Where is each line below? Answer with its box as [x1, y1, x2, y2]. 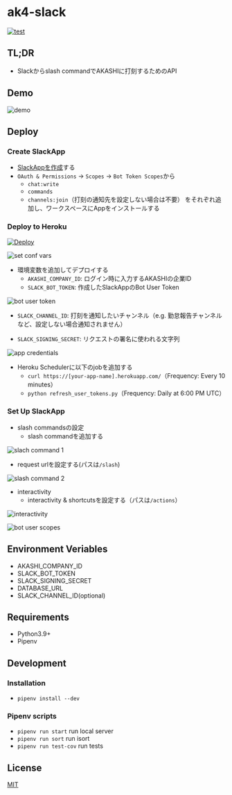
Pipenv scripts [7, 712, 57, 721]
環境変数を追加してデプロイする [17, 265, 109, 274]
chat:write [27, 181, 60, 188]
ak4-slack [7, 4, 66, 20]
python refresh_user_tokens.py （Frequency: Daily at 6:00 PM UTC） [27, 388, 226, 397]
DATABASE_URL [17, 584, 64, 592]
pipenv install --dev [17, 696, 80, 703]
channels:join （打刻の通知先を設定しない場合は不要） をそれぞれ [27, 195, 216, 204]
